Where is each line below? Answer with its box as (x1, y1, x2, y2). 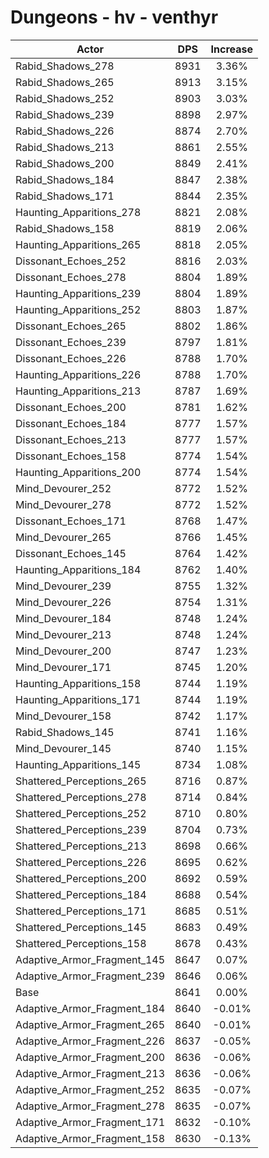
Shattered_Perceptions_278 (15, 790, 147, 804)
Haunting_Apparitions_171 (15, 692, 142, 706)
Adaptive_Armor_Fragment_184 (15, 1001, 166, 1015)
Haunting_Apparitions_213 (15, 384, 142, 398)
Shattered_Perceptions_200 (15, 871, 147, 885)
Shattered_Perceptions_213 (15, 839, 147, 853)
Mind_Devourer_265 (15, 530, 112, 544)
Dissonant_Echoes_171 (15, 514, 127, 528)
